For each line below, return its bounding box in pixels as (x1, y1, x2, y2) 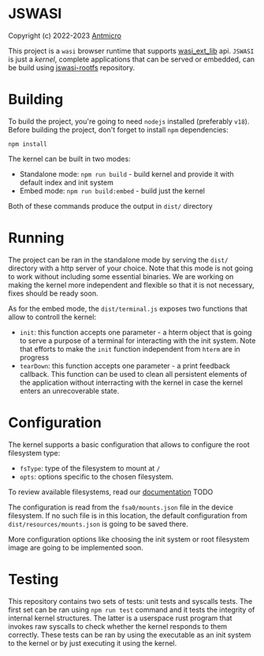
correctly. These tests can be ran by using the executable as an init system (8, 630, 251, 639)
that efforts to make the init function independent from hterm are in (19, 344, 240, 353)
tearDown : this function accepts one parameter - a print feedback (19, 360, 231, 371)
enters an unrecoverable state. (19, 386, 120, 395)
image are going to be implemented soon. (8, 542, 143, 552)
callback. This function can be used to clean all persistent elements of (19, 369, 247, 378)
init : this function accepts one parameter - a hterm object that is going (19, 327, 252, 337)
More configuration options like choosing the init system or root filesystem (8, 534, 250, 544)
